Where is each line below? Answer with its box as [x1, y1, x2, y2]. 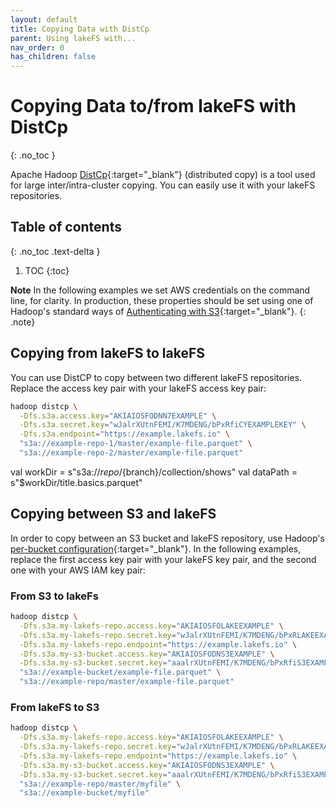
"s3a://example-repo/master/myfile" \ [19, 779, 182, 789]
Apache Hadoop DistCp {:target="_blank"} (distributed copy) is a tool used [10, 169, 316, 181]
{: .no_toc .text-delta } [10, 245, 101, 257]
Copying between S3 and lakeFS [10, 506, 217, 523]
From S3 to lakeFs [10, 589, 99, 603]
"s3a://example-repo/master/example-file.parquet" [19, 677, 235, 687]
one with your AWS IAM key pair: [10, 564, 146, 576]
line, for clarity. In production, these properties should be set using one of [10, 294, 314, 306]
